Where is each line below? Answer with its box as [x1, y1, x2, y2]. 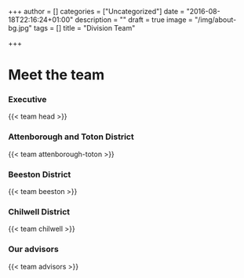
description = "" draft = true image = [75, 15, 194, 24]
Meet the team [8, 66, 105, 84]
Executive [8, 94, 47, 105]
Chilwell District [8, 207, 71, 217]
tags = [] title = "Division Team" [34, 24, 136, 32]
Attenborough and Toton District [8, 131, 135, 142]
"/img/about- [195, 15, 237, 24]
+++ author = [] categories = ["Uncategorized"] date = [8, 7, 185, 16]
